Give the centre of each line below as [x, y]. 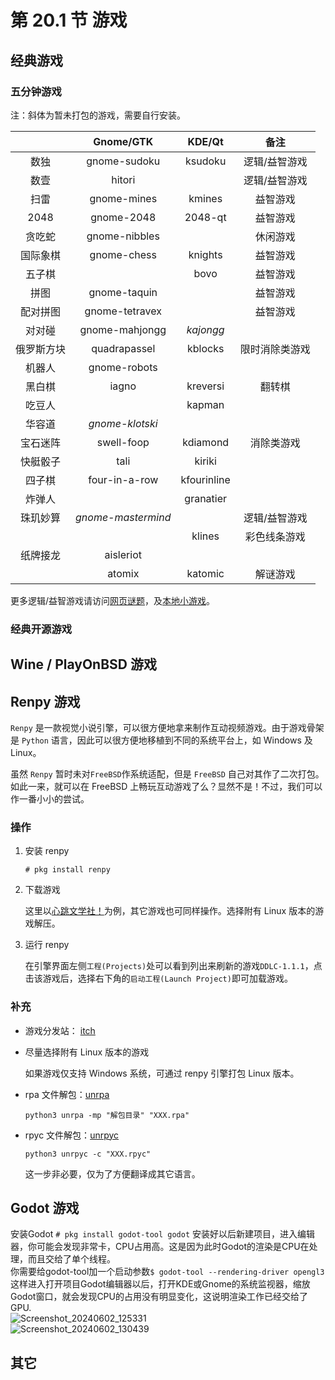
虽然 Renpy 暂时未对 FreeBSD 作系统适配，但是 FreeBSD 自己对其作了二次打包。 [167, 774]
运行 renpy [47, 945]
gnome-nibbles [123, 236]
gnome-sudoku [123, 161]
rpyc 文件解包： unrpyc [72, 1135]
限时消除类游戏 [275, 349]
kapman [205, 404]
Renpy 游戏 [45, 701]
